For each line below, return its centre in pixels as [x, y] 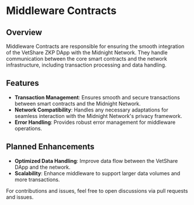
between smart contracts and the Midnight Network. [78, 103]
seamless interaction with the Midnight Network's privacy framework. [98, 116]
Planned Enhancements [50, 147]
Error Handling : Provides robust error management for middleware [95, 122]
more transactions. [37, 179]
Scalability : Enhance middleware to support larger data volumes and [97, 173]
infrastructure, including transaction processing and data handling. [86, 65]
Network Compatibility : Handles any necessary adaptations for [91, 110]
